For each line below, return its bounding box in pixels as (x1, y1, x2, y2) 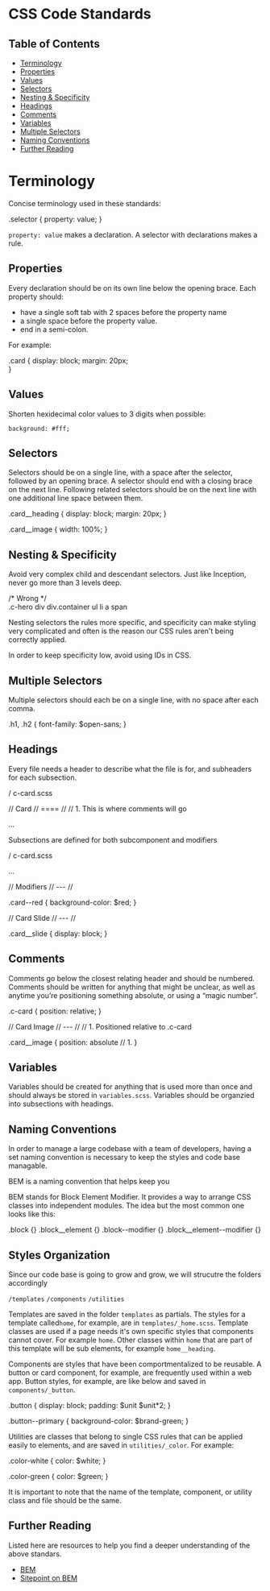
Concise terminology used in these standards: (8, 198, 161, 208)
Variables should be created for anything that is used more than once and (8, 1082, 253, 1092)
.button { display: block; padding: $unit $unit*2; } (8, 1401, 171, 1411)
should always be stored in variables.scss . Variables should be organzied (8, 1091, 255, 1100)
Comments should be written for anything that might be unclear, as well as (8, 982, 255, 992)
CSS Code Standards (8, 5, 152, 23)
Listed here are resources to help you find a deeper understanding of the (8, 1540, 251, 1550)
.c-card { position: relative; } (8, 1006, 102, 1016)
